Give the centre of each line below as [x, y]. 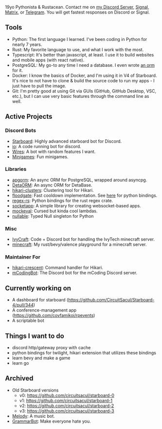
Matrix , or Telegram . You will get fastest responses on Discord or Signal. [77, 12]
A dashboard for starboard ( [40, 300]
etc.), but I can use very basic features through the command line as [81, 96]
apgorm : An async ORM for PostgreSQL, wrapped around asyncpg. [80, 180]
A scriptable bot [28, 320]
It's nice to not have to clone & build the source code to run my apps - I [83, 80]
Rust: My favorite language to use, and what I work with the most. [78, 49]
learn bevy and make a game [41, 358]
